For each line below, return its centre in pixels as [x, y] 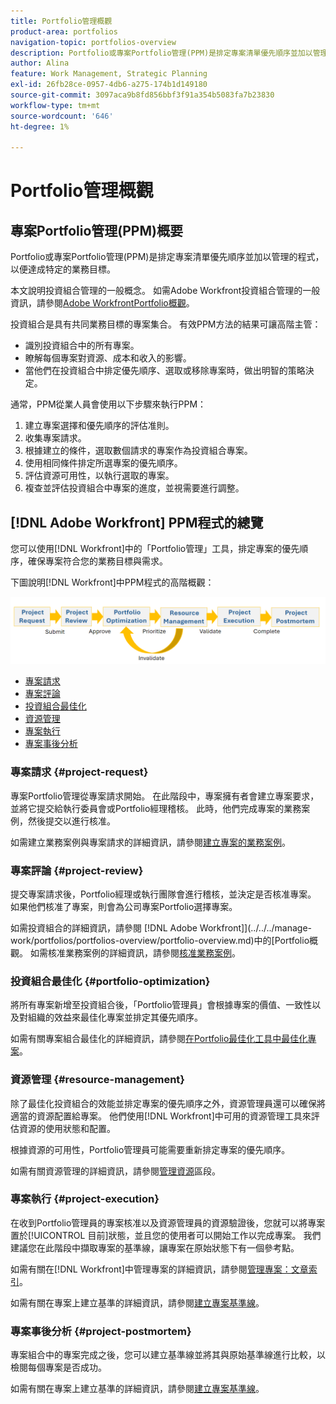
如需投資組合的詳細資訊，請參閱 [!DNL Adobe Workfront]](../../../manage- [161, 927]
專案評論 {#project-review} [77, 870]
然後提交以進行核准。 [71, 821]
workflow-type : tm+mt [55, 105]
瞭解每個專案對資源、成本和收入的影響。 [108, 358]
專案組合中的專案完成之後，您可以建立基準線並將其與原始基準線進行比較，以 [168, 1355]
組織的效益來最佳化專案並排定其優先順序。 [115, 1017]
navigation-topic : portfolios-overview [93, 42]
